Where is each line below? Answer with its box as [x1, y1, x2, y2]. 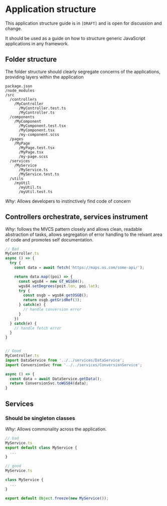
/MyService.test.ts [18, 172, 59, 177]
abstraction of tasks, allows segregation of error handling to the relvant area [5, 231, 162, 237]
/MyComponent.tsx [18, 127, 55, 133]
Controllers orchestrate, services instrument [5, 213, 148, 221]
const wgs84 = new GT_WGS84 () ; [18, 279, 84, 284]
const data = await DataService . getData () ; [10, 376, 102, 381]
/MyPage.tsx [18, 149, 44, 154]
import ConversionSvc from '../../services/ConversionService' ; [5, 362, 142, 368]
